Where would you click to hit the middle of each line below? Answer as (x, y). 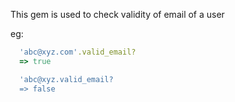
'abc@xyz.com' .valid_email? (78, 52)
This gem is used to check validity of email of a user (117, 14)
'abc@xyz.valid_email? (66, 79)
